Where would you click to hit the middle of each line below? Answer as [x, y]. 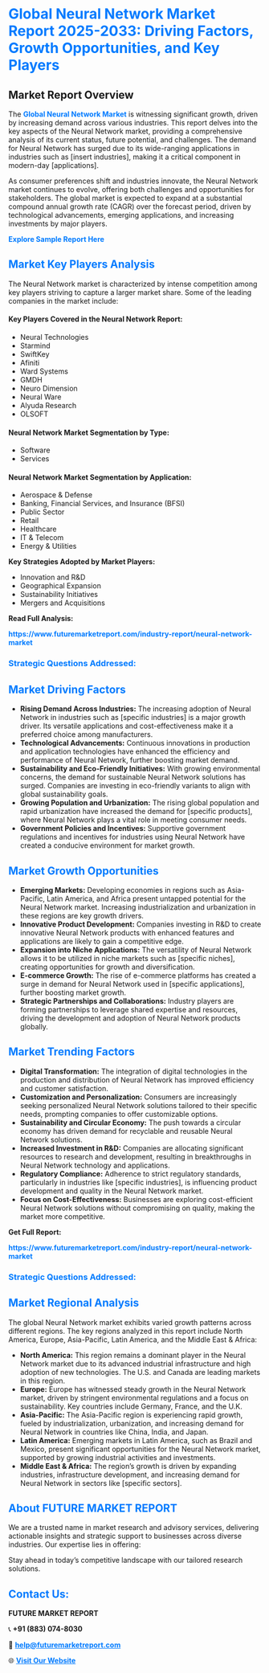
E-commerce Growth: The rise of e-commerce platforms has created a [138, 975]
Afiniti [30, 363]
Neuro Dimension [49, 389]
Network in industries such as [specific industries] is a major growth [133, 718]
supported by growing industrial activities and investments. [118, 1457]
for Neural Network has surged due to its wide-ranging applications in [124, 148]
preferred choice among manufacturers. [86, 734]
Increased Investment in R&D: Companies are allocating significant [132, 1148]
